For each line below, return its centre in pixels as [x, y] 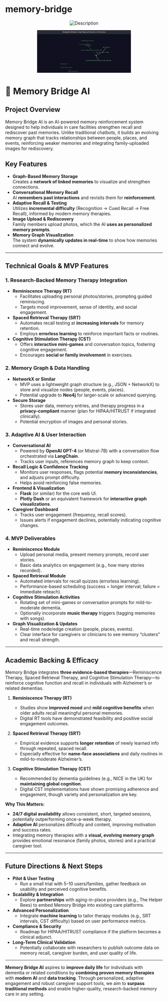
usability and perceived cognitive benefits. [63, 889]
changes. [29, 525]
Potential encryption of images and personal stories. [74, 422]
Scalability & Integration [38, 894]
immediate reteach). [40, 592]
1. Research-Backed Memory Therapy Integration [66, 280]
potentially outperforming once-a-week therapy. [62, 819]
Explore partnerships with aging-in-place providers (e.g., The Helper [91, 899]
